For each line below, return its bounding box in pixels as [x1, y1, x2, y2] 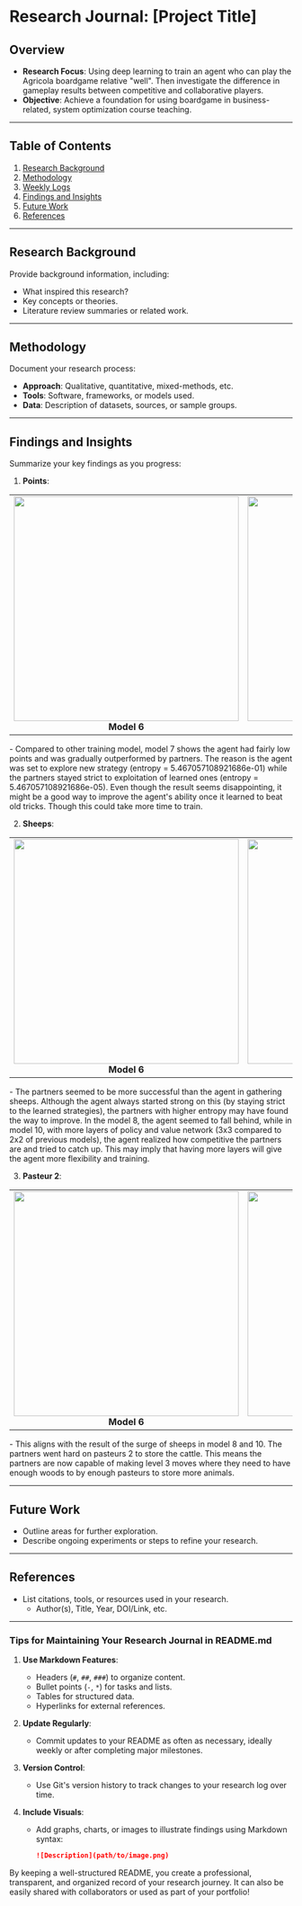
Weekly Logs [22, 182, 71, 192]
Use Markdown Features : [22, 1654, 119, 1665]
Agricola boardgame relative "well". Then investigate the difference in [22, 76, 280, 86]
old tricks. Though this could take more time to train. [9, 801, 203, 812]
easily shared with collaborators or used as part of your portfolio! [9, 1886, 250, 1898]
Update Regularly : [22, 1718, 92, 1729]
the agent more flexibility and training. [9, 1153, 150, 1164]
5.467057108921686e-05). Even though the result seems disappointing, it [9, 782, 282, 793]
